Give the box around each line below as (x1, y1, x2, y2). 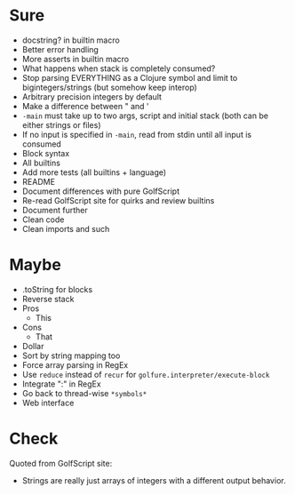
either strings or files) (21, 119, 101, 130)
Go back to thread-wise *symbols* (21, 387, 147, 398)
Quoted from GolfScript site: (9, 458, 113, 468)
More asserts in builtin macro (21, 53, 130, 64)
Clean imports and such (21, 223, 110, 234)
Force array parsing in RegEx (21, 359, 129, 370)
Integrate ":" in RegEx (21, 379, 101, 389)
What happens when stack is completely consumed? (21, 63, 216, 74)
